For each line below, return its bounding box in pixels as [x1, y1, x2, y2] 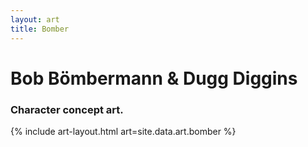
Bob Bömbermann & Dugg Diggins [10, 67, 298, 90]
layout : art [10, 14, 60, 25]
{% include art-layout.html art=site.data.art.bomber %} [10, 125, 237, 137]
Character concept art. [10, 102, 124, 116]
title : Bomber [10, 24, 70, 34]
